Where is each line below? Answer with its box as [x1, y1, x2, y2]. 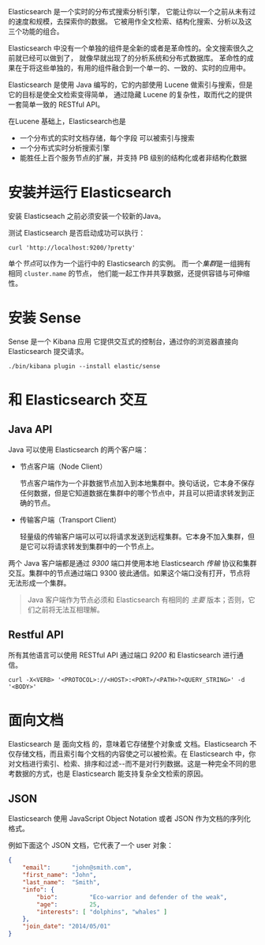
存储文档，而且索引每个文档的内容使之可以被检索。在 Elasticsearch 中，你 [14, 749, 256, 759]
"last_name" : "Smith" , [22, 879, 101, 887]
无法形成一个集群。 [8, 578, 71, 587]
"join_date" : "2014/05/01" [22, 923, 111, 931]
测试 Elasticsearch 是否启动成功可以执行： [8, 228, 146, 237]
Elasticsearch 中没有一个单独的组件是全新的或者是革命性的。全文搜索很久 [8, 43, 247, 53]
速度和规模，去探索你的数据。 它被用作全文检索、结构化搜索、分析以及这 [14, 17, 252, 26]
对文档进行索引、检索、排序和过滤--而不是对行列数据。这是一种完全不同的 [8, 759, 250, 768]
